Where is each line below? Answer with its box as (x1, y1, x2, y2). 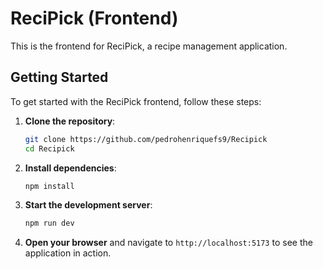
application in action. (24, 247, 112, 259)
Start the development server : (24, 199, 153, 211)
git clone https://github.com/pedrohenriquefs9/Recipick (24, 134, 268, 144)
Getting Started (10, 69, 109, 86)
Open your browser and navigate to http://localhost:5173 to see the (24, 237, 313, 249)
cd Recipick (24, 143, 75, 154)
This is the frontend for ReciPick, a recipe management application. (10, 40, 288, 52)
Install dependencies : (24, 162, 117, 174)
